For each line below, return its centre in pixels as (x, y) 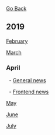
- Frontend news (29, 92)
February (17, 41)
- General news (27, 80)
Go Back (16, 9)
